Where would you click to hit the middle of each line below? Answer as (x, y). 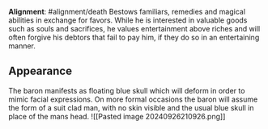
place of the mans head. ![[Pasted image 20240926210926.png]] (117, 116)
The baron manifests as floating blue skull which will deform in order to (127, 90)
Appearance (40, 71)
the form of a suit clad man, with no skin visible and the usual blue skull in (131, 107)
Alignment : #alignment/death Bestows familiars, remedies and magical (127, 12)
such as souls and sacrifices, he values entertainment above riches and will (134, 29)
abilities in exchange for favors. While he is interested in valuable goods (128, 20)
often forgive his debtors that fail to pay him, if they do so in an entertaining (134, 37)
